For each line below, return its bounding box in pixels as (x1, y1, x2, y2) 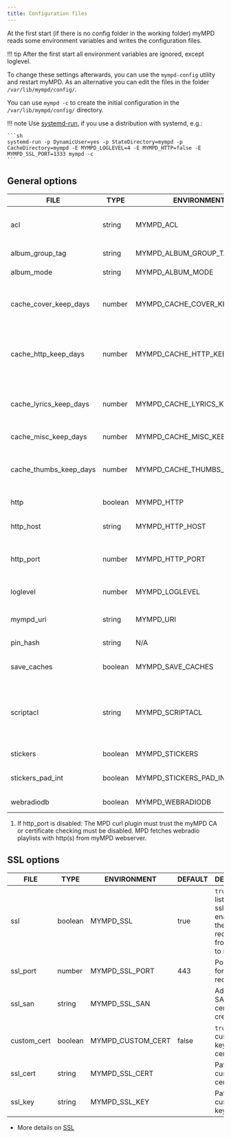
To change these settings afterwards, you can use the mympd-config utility (7, 70, 215, 79)
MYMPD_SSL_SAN (90, 999, 151, 1008)
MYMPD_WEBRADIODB (135, 797, 212, 807)
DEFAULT (177, 875, 208, 884)
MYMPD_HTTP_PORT (135, 554, 206, 564)
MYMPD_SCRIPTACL (135, 708, 203, 718)
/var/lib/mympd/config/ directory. (7, 105, 104, 114)
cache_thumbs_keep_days (10, 465, 96, 474)
